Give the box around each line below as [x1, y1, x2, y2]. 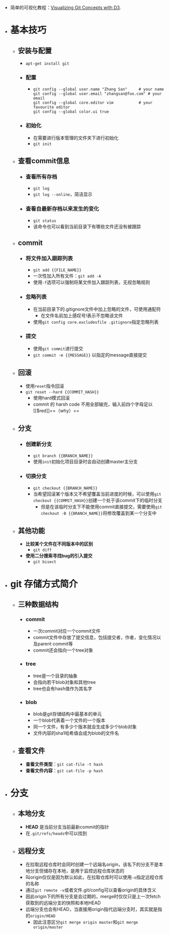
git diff [33, 548, 52, 553]
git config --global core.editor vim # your [33, 100, 153, 106]
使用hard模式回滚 [33, 394, 70, 401]
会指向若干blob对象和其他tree [33, 679, 96, 685]
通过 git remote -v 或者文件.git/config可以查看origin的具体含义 [25, 887, 157, 893]
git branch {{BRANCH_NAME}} [33, 453, 93, 459]
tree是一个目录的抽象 [33, 673, 78, 679]
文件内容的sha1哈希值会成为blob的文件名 [33, 730, 119, 736]
